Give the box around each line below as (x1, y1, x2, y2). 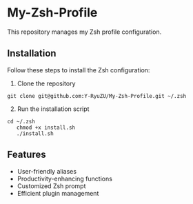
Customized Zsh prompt (17, 181, 86, 190)
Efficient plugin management (17, 189, 99, 197)
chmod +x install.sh (16, 124, 76, 131)
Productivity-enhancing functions (17, 174, 112, 183)
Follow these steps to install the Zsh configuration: (7, 65, 150, 74)
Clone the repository (17, 79, 76, 88)
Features (7, 149, 46, 161)
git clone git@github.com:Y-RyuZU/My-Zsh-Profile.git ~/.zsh (7, 92, 187, 99)
